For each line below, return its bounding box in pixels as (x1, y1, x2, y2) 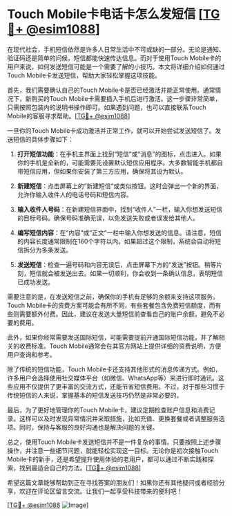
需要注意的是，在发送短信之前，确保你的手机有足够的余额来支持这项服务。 (7, 292, 219, 301)
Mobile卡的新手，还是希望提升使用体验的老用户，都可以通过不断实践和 (7, 454, 209, 463)
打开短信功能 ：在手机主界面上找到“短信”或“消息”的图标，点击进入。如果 (17, 149, 222, 158)
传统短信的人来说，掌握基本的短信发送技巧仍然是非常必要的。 (7, 391, 183, 399)
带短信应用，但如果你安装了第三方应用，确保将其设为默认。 (17, 167, 187, 175)
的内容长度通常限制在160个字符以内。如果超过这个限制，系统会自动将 (17, 237, 215, 246)
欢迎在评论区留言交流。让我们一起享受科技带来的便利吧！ (19, 487, 183, 495)
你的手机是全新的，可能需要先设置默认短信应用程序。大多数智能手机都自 (17, 158, 223, 167)
